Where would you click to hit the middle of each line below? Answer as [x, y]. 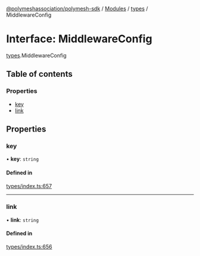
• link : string [23, 220]
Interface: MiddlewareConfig [79, 39]
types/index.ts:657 [29, 186]
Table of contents [39, 74]
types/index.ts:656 [29, 247]
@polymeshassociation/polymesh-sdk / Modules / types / [77, 9]
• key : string [23, 159]
